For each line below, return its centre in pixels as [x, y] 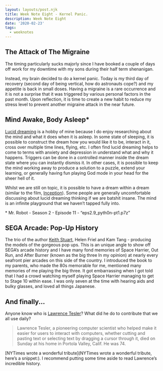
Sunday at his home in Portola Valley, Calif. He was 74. [71, 344]
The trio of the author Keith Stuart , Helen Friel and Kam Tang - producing [78, 240]
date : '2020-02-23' [25, 23]
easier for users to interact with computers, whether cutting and [81, 333]
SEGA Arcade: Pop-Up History [52, 228]
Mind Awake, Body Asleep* [47, 120]
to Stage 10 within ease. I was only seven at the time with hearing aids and [80, 281]
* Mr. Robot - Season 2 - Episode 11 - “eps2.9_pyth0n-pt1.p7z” [68, 212]
